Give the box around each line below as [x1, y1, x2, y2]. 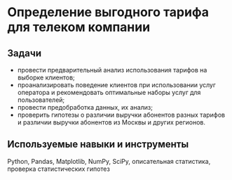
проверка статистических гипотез [7, 165, 110, 173]
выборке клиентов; [17, 73, 75, 82]
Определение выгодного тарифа [7, 4, 209, 20]
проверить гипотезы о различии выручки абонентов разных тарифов [17, 110, 226, 119]
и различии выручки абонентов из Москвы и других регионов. [17, 118, 205, 127]
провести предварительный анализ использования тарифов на [17, 66, 207, 74]
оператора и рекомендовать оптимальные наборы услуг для [17, 89, 201, 96]
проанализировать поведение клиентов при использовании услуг [17, 81, 216, 89]
